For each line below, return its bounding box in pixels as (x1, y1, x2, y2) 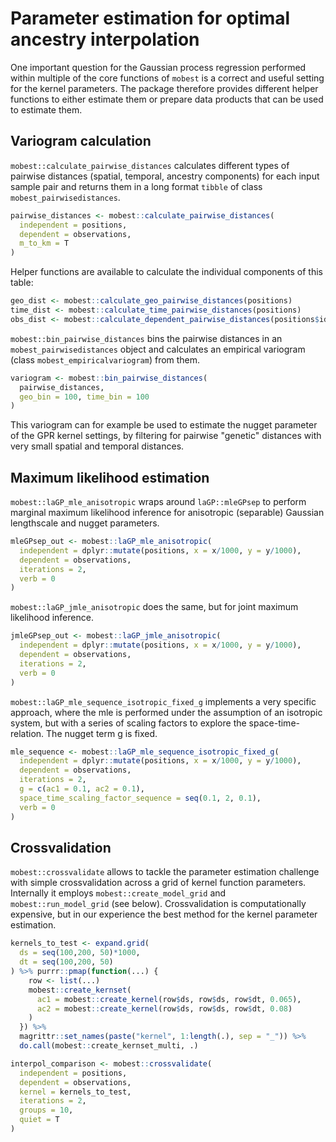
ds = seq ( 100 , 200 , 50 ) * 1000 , (19, 948, 141, 958)
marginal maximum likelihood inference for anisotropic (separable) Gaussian (10, 507, 325, 519)
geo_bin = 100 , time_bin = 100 (19, 392, 150, 402)
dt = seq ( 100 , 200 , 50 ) (19, 957, 114, 967)
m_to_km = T (19, 238, 70, 249)
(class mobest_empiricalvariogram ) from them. (10, 353, 201, 366)
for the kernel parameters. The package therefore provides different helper (10, 82, 319, 94)
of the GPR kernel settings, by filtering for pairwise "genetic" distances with (10, 430, 322, 442)
